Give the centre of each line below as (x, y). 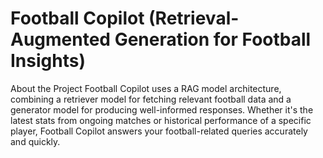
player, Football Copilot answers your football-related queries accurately (159, 131)
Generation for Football (213, 39)
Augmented (61, 39)
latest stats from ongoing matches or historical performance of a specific (161, 120)
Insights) (48, 61)
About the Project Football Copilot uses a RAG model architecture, (146, 88)
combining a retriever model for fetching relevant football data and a (151, 99)
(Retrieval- (194, 18)
